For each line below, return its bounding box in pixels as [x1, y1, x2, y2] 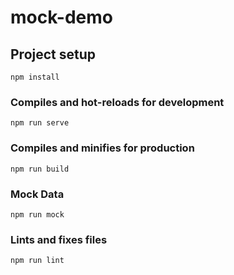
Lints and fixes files [10, 232, 108, 246]
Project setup [10, 46, 97, 63]
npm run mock [10, 209, 65, 220]
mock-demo [10, 6, 113, 29]
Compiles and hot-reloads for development [10, 95, 225, 109]
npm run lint [10, 256, 65, 266]
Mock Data [10, 187, 65, 201]
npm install [10, 72, 60, 82]
